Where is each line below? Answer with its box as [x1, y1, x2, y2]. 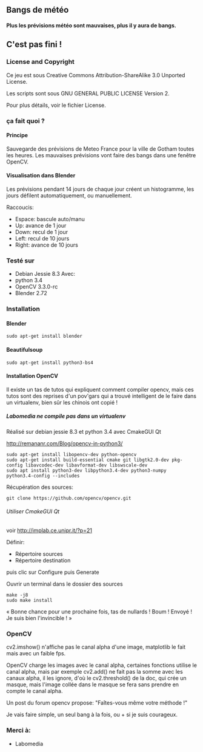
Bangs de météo [6, 5, 69, 15]
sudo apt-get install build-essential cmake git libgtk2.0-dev [6, 457, 170, 463]
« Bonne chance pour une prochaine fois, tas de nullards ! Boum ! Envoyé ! [6, 608, 193, 615]
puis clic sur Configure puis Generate [6, 569, 99, 576]
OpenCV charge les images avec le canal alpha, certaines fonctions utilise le [6, 661, 197, 669]
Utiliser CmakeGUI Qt [6, 508, 60, 515]
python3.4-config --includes [6, 473, 80, 479]
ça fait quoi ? [6, 117, 45, 125]
